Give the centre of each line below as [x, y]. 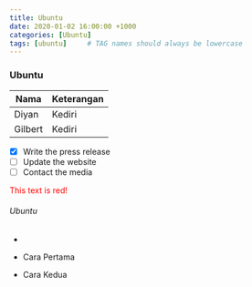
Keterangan [78, 98]
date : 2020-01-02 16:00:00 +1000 [73, 26]
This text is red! [39, 190]
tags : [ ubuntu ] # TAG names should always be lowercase [126, 43]
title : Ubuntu [37, 18]
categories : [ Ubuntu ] [51, 35]
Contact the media [58, 172]
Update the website [60, 161]
